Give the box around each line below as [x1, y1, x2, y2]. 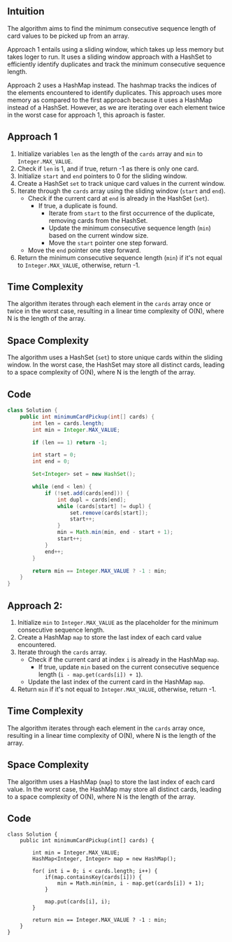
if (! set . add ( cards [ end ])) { [44, 489, 130, 497]
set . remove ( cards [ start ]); [69, 509, 149, 516]
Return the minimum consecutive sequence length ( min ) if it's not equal [17, 253, 222, 261]
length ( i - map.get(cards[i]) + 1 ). [38, 670, 143, 679]
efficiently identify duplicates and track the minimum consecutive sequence [7, 59, 226, 68]
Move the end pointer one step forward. [27, 246, 141, 254]
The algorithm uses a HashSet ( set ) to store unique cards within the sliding [7, 353, 223, 362]
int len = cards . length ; [32, 419, 105, 427]
